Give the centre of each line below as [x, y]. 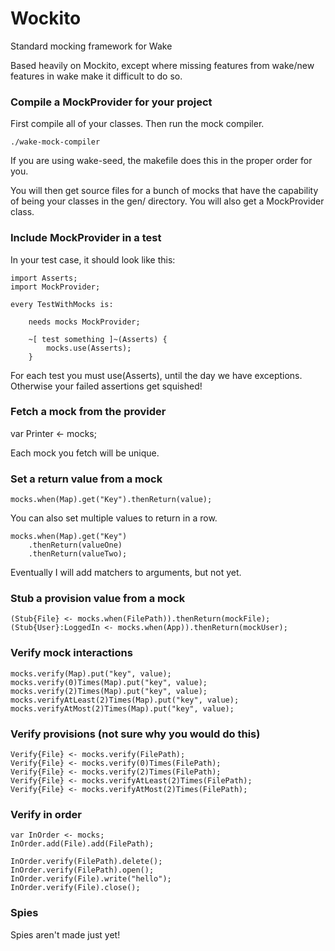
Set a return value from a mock [86, 479]
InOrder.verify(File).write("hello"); [91, 879]
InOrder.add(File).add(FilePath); [82, 844]
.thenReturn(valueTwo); [78, 554]
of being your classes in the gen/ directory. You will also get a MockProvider [167, 201]
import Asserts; [44, 278]
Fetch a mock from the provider [88, 412]
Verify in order [46, 814]
